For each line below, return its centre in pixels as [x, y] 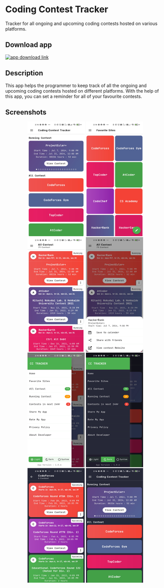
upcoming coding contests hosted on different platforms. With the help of [82, 91]
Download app [29, 45]
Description [24, 73]
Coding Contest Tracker [57, 9]
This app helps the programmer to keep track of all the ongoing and [76, 86]
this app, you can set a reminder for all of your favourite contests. [74, 96]
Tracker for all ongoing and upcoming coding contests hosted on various [81, 23]
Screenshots [26, 112]
